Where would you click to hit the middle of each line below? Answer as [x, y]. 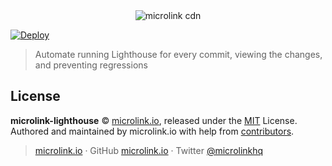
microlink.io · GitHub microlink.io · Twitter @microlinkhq [149, 150]
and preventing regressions [91, 65]
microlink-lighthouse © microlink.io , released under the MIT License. [154, 120]
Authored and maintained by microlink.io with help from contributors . [152, 131]
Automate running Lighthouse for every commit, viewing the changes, [178, 54]
